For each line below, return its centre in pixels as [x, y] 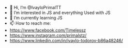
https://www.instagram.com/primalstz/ [48, 35]
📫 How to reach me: [30, 23]
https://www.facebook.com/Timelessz [48, 30]
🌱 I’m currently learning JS [36, 18]
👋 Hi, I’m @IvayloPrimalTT [35, 8]
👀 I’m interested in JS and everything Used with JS [60, 13]
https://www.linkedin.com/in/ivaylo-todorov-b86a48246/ [66, 40]
